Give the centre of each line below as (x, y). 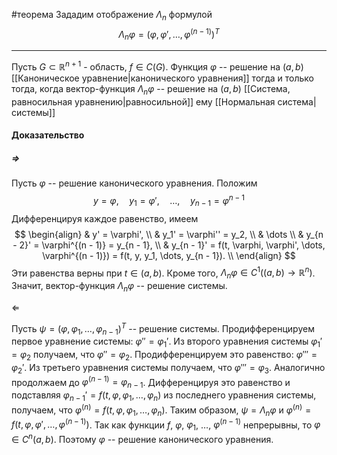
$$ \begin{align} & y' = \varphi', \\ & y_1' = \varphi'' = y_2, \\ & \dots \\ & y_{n (169, 234)
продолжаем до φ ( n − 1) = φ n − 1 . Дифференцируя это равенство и (151, 382)
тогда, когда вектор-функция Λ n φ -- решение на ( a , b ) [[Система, (151, 89)
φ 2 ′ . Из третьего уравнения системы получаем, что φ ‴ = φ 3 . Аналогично (168, 369)
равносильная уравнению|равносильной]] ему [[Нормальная (143, 101)
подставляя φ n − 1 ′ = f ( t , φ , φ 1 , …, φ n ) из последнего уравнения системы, (164, 396)
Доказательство (48, 135)
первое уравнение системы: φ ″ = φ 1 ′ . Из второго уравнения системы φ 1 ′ (167, 342)
